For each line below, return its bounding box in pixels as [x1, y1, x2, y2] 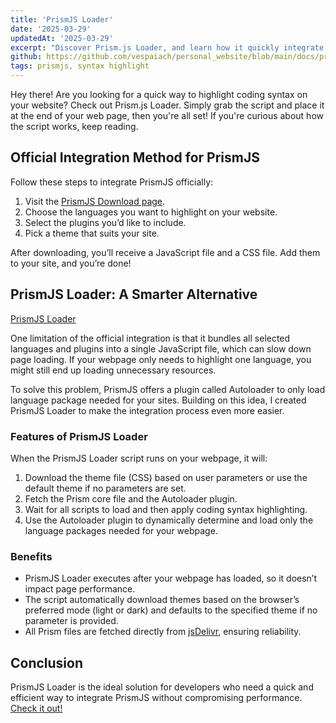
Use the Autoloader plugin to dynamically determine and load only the [24, 514, 314, 526]
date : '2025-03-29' [10, 24, 92, 34]
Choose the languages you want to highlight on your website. [24, 206, 278, 218]
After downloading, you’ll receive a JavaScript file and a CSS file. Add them [10, 246, 321, 258]
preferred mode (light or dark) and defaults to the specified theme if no [24, 604, 318, 616]
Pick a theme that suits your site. [24, 227, 160, 239]
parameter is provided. [24, 615, 119, 627]
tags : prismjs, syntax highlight [10, 61, 150, 71]
